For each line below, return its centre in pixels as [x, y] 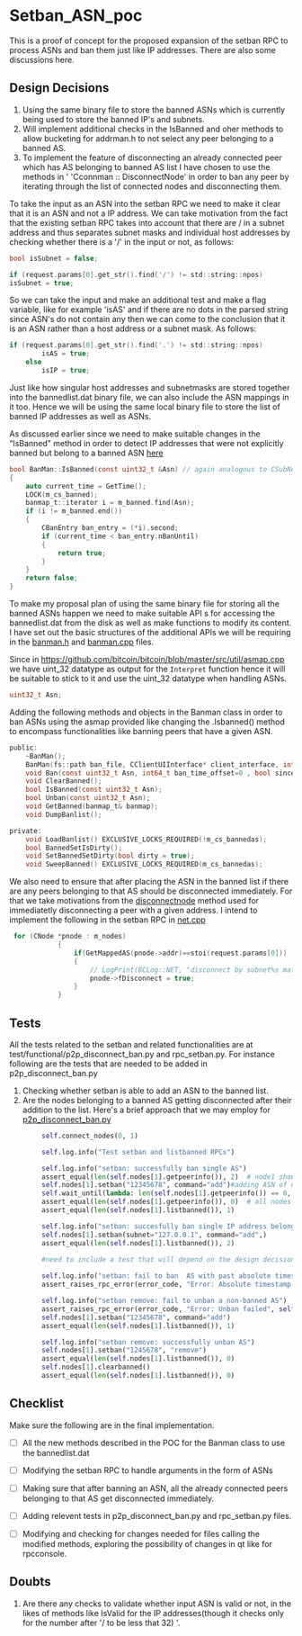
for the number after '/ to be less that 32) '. [101, 1623]
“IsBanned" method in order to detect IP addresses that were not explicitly [147, 443]
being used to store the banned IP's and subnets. [113, 119]
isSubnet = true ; [42, 283]
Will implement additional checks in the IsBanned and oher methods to [153, 129]
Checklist [37, 1403]
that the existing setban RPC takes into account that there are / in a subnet [147, 222]
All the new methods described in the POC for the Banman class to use [154, 1443]
